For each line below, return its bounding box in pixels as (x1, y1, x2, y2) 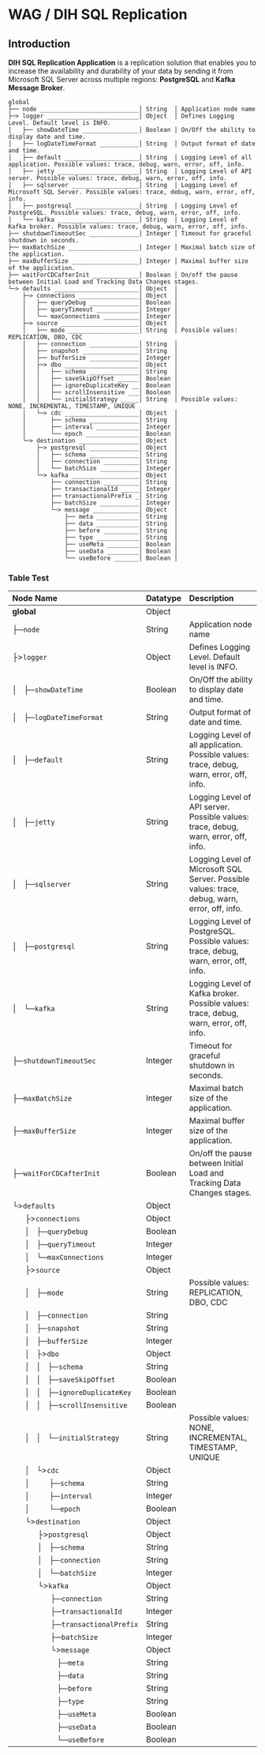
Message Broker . (8, 83, 65, 92)
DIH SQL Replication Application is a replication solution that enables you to (8, 58, 256, 67)
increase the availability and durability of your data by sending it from (8, 66, 234, 76)
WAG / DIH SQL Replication (8, 6, 188, 24)
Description (188, 593, 234, 604)
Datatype (145, 593, 182, 604)
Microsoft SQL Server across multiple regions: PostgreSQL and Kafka (8, 75, 236, 84)
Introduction (8, 37, 71, 51)
